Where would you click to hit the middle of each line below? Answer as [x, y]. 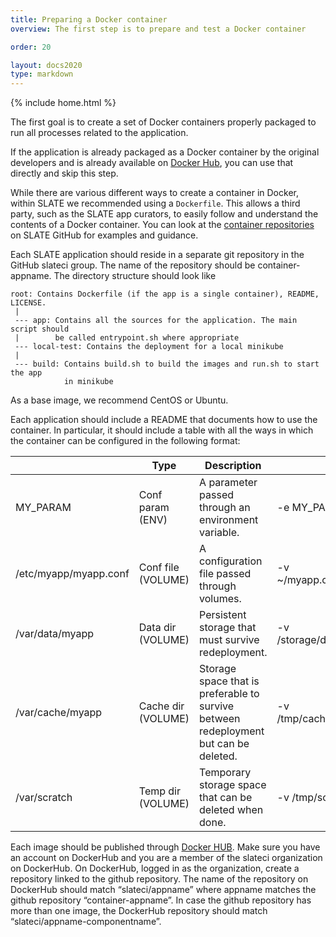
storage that [228, 628]
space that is [229, 681]
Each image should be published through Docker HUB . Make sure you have [165, 847]
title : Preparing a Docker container [89, 19]
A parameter [228, 483]
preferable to [229, 694]
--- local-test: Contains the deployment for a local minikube [149, 347]
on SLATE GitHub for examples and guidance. [104, 235]
